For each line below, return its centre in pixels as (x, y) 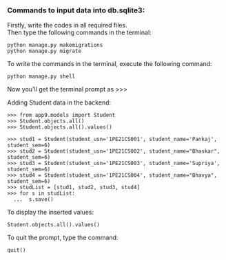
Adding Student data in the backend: (59, 102)
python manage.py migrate (44, 51)
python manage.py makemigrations (55, 45)
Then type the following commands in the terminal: (79, 32)
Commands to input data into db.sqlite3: (76, 10)
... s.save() (33, 199)
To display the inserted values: (51, 213)
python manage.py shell (41, 77)
